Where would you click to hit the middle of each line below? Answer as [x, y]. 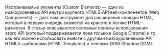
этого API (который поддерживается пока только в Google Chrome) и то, [81, 33]
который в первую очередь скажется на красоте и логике [66, 23]
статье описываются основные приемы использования [90, 28]
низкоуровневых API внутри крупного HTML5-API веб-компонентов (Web [82, 12]
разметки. [16, 28]
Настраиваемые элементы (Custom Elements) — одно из [64, 7]
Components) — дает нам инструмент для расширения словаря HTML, [79, 17]
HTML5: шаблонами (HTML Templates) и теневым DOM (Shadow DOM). [79, 43]
